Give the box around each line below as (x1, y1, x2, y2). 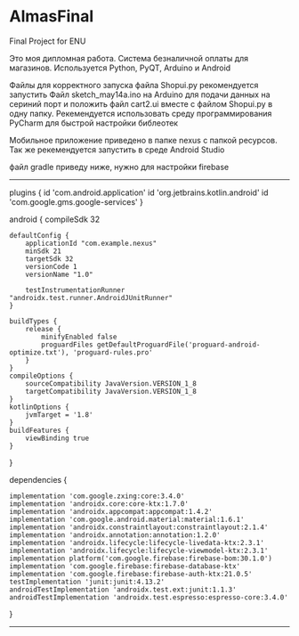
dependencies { (9, 474, 68, 485)
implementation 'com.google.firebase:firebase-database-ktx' (9, 561, 241, 571)
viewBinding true (25, 434, 90, 443)
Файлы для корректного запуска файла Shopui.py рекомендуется (9, 79, 259, 90)
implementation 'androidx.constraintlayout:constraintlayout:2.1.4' (9, 523, 269, 532)
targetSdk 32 (25, 254, 74, 264)
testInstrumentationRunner (25, 285, 125, 295)
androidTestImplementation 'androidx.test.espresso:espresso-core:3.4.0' (9, 592, 289, 602)
